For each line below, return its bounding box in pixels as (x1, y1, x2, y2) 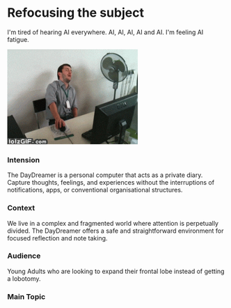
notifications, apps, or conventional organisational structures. (7, 186, 183, 194)
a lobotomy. (7, 274, 41, 283)
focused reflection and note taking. (7, 233, 108, 242)
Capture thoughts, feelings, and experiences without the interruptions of (7, 178, 214, 187)
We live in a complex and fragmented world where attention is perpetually (7, 219, 219, 227)
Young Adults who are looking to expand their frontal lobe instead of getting (7, 267, 225, 275)
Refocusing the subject (7, 5, 145, 21)
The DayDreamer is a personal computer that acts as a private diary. (7, 171, 203, 179)
